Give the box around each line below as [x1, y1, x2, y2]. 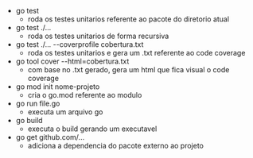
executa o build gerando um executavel [27, 124, 158, 133]
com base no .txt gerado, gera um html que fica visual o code [27, 65, 230, 74]
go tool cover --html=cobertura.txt [15, 56, 130, 66]
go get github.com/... [15, 133, 85, 141]
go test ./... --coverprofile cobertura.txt [15, 40, 144, 49]
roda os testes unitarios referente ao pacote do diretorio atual [27, 14, 229, 24]
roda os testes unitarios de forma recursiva [27, 31, 169, 40]
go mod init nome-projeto [15, 82, 100, 91]
